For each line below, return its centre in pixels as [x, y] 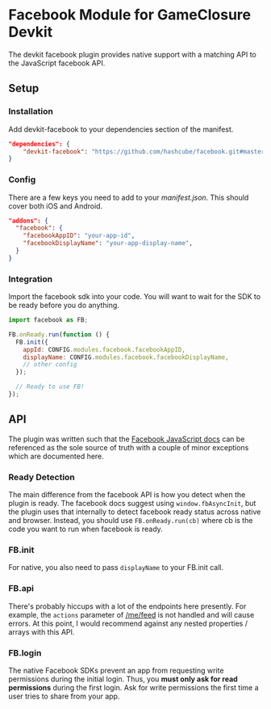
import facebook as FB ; [48, 320]
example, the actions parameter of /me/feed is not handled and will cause [131, 614]
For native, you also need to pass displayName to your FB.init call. [116, 568]
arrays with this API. [42, 631]
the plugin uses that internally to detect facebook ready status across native [135, 512]
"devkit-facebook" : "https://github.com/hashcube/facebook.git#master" [146, 151]
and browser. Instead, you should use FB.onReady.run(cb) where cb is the [131, 521]
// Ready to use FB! [50, 387]
